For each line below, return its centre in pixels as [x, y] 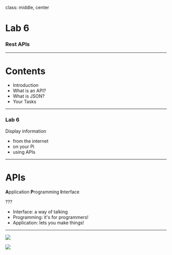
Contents [26, 71]
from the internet [30, 141]
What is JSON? [29, 96]
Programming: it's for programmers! [50, 217]
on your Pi [24, 147]
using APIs [24, 152]
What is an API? [29, 91]
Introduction [26, 85]
